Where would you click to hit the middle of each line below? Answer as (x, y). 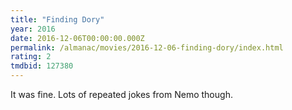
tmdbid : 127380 (42, 66)
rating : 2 (31, 57)
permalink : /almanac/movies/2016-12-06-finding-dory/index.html (147, 47)
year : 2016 (33, 29)
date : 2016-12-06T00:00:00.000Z (77, 38)
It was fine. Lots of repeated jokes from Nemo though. (121, 94)
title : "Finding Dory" (57, 19)
